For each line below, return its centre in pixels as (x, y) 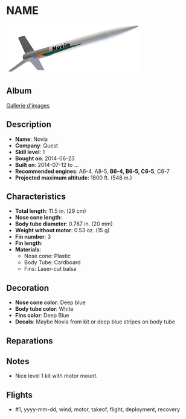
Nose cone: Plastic (47, 256)
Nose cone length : (38, 218)
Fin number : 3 (33, 237)
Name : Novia (31, 139)
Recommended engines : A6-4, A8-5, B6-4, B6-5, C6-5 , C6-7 (92, 171)
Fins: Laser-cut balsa (50, 269)
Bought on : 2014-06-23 (45, 158)
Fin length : (29, 243)
